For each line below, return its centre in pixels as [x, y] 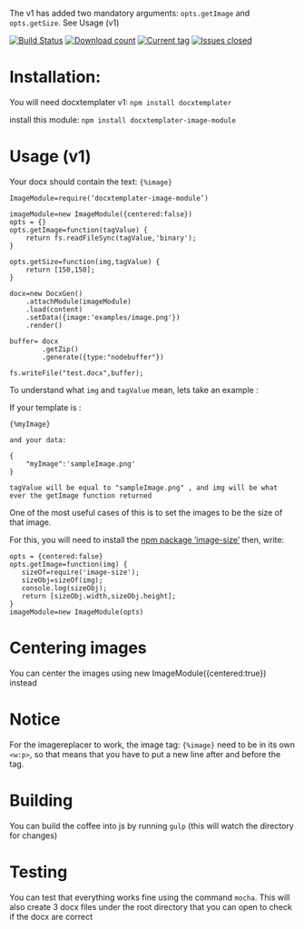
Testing [39, 872]
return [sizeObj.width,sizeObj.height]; [99, 596]
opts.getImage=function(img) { [69, 564]
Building [41, 801]
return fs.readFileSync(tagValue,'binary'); [111, 238]
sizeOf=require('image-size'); [81, 572]
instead [24, 682]
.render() [44, 325]
